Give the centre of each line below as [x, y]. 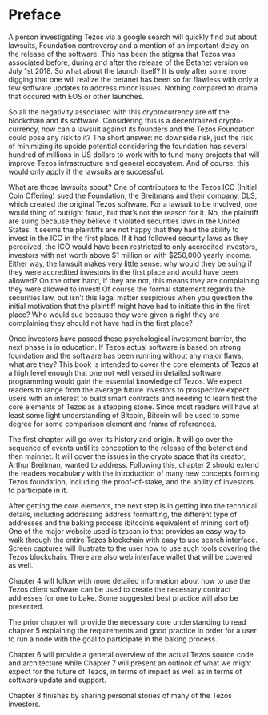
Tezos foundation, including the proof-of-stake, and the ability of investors [131, 481]
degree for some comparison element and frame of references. [113, 424]
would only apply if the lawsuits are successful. [86, 171]
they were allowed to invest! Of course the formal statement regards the [127, 289]
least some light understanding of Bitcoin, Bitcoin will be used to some [124, 415]
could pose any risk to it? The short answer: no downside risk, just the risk [131, 137]
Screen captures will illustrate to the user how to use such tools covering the [134, 548]
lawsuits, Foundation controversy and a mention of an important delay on [129, 45]
